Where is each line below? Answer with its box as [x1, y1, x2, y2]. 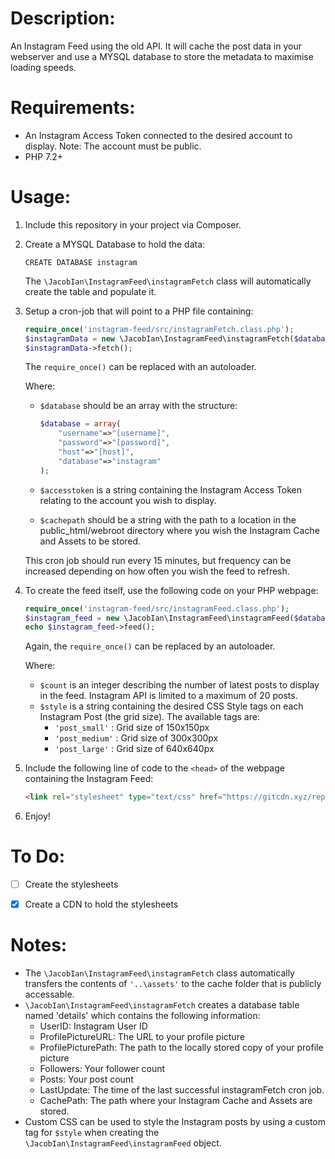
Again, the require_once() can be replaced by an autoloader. [24, 640, 276, 652]
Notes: [10, 934, 68, 957]
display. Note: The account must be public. [24, 140, 202, 152]
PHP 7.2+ [24, 150, 64, 162]
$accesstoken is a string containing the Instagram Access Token [39, 483, 303, 496]
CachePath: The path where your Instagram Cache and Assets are [39, 1095, 313, 1107]
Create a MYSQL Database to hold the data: [24, 238, 206, 250]
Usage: [10, 186, 72, 209]
